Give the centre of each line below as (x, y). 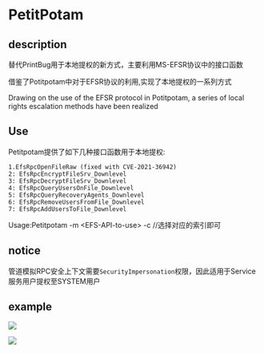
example (30, 307)
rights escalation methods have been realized (83, 106)
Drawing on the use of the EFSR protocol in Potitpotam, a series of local (126, 97)
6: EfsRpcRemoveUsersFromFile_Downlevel (77, 202)
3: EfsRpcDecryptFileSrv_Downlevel (68, 181)
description (38, 45)
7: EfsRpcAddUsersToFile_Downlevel (68, 209)
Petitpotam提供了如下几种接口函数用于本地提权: (87, 152)
